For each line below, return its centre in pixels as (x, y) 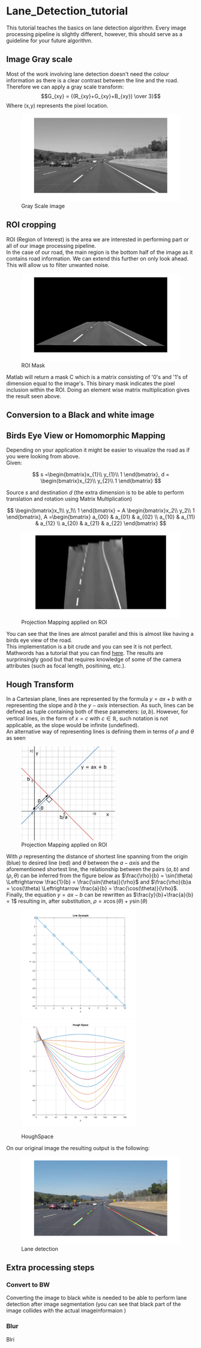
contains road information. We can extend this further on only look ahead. (97, 258)
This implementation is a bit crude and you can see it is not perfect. (89, 646)
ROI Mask (33, 365)
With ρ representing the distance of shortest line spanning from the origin (97, 857)
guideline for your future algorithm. (49, 40)
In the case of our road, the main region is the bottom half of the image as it (100, 252)
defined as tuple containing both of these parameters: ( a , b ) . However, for (97, 712)
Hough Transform (40, 684)
